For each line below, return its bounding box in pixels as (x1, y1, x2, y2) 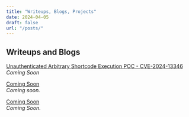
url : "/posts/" (6, 25, 44, 31)
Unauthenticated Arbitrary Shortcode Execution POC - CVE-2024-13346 (6, 63, 184, 70)
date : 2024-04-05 (6, 14, 49, 20)
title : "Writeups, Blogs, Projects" (6, 8, 97, 15)
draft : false (6, 19, 39, 25)
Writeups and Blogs (6, 47, 81, 57)
